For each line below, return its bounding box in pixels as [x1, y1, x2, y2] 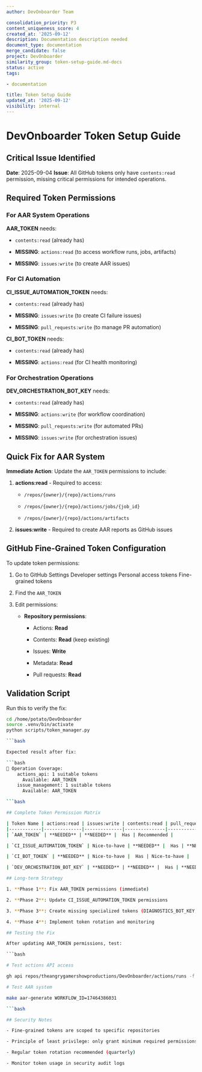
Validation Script [6, 689, 70, 699]
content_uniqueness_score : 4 [6, 25, 79, 31]
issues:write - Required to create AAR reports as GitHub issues [14, 526, 173, 533]
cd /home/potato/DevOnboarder [6, 716, 82, 722]
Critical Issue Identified [6, 153, 96, 163]
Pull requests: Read [32, 670, 82, 678]
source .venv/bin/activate [6, 722, 74, 728]
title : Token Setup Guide [6, 92, 71, 98]
